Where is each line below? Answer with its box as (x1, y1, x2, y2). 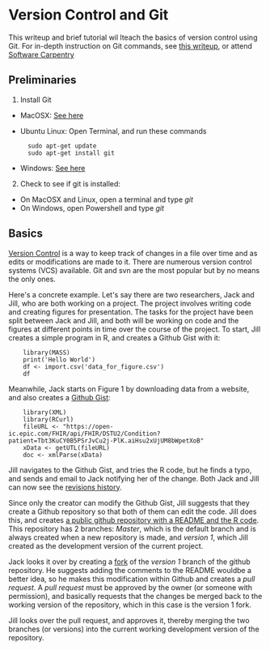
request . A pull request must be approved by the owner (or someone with (8, 582, 253, 592)
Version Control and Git (8, 6, 169, 24)
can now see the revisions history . (8, 482, 123, 492)
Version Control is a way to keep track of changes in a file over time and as (8, 248, 258, 258)
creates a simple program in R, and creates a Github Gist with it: (8, 332, 221, 342)
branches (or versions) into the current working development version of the (8, 624, 260, 634)
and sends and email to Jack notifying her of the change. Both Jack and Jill (8, 473, 260, 483)
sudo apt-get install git (27, 148, 115, 157)
